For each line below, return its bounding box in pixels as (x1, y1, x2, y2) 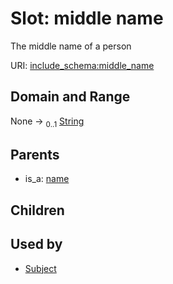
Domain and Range (10, 88, 131, 106)
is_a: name (24, 173, 70, 185)
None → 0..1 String (10, 115, 85, 129)
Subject (24, 262, 57, 274)
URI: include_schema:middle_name (10, 59, 155, 71)
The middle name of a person (10, 40, 132, 52)
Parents (10, 146, 60, 163)
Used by (10, 236, 63, 253)
